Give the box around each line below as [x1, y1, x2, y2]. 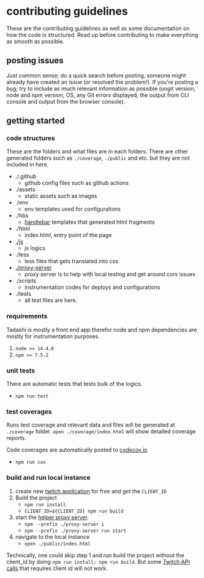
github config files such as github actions [24, 179, 129, 187]
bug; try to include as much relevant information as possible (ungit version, [6, 85, 196, 92]
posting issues [6, 55, 64, 66]
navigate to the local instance [15, 533, 90, 541]
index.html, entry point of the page [24, 231, 112, 239]
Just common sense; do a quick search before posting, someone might [6, 72, 186, 79]
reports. [6, 434, 26, 442]
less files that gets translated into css [24, 258, 119, 265]
